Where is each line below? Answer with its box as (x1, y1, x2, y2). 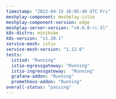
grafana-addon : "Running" (11, 73, 75, 79)
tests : (6, 52, 22, 58)
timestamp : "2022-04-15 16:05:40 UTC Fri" (6, 8, 111, 15)
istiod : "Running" (11, 57, 57, 63)
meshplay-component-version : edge (6, 19, 90, 25)
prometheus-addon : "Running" (11, 79, 82, 85)
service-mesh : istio (6, 41, 57, 47)
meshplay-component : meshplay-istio (6, 14, 95, 20)
